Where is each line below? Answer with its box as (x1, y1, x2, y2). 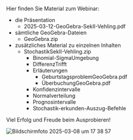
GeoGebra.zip (23, 36, 58, 42)
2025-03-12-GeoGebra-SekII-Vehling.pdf (23, 23, 126, 30)
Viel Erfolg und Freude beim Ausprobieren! (6, 116, 111, 123)
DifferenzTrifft (32, 61, 67, 68)
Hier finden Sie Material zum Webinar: (6, 5, 100, 12)
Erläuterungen (32, 67, 68, 74)
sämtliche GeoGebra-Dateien (14, 29, 87, 36)
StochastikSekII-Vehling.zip (23, 48, 91, 55)
